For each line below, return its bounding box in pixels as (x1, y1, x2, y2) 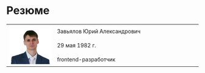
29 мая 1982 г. (57, 41, 96, 49)
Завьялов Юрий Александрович (57, 28, 141, 35)
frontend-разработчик (57, 55, 116, 63)
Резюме (6, 4, 50, 18)
